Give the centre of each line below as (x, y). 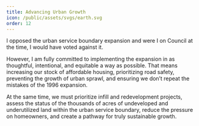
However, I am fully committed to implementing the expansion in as (91, 59)
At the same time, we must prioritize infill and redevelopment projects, (94, 97)
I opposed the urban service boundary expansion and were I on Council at (100, 41)
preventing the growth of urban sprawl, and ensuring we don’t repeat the (98, 79)
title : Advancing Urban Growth (46, 12)
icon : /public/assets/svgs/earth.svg (54, 18)
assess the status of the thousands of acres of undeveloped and (87, 103)
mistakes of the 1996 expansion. (47, 85)
